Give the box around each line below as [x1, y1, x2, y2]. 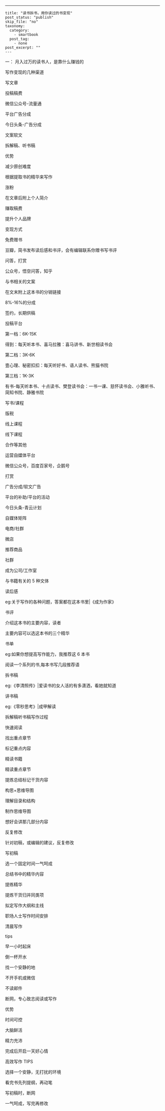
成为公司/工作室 [5, 568, 37, 573]
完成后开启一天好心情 [5, 1048, 48, 1054]
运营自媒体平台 [5, 452, 35, 458]
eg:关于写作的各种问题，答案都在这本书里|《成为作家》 [5, 599, 116, 605]
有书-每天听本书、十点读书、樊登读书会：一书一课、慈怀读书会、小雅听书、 [5, 383, 158, 389]
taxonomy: [5, 24, 26, 29]
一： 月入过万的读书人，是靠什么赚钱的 [5, 59, 84, 65]
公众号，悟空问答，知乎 [5, 268, 53, 274]
